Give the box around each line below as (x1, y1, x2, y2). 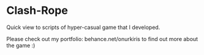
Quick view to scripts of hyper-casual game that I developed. (6, 24, 161, 31)
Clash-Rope (6, 4, 69, 18)
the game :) (6, 42, 36, 49)
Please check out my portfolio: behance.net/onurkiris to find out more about (6, 35, 198, 42)
